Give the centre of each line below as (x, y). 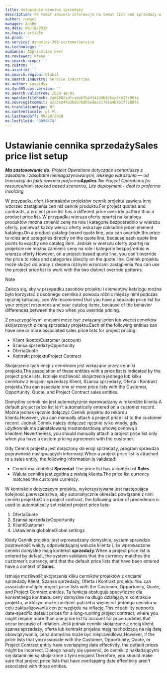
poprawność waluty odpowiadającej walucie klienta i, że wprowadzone (78, 545)
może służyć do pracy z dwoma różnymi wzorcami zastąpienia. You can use (83, 264)
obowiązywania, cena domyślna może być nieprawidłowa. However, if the (80, 634)
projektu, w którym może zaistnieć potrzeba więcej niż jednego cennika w (81, 602)
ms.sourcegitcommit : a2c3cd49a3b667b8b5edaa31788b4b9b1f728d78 (72, 103)
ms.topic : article (24, 33)
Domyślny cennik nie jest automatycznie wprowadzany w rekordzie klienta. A (83, 402)
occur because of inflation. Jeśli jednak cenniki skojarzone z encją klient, (80, 624)
